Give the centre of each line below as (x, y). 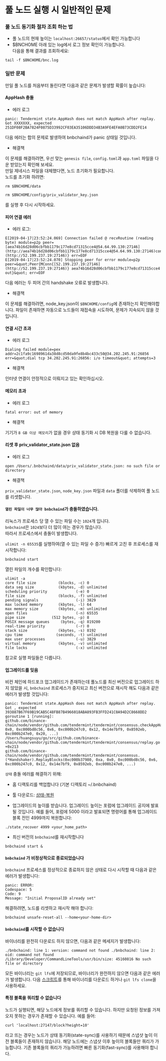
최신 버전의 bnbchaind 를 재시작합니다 (48, 837)
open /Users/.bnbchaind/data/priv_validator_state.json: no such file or (83, 466)
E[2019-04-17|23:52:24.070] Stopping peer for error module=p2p (73, 260)
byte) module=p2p (23, 243)
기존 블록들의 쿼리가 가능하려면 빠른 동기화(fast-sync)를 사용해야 (86, 1047)
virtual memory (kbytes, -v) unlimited (56, 644)
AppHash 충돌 (20, 97)
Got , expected (21, 708)
